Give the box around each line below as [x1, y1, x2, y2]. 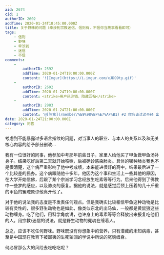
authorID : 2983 [22, 103, 54, 108]
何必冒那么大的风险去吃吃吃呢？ [5, 244, 69, 250]
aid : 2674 [5, 7, 25, 12]
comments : [5, 57, 25, 62]
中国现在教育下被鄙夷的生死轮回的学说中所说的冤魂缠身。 [13, 234, 129, 240]
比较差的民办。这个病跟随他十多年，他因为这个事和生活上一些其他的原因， [9, 170, 159, 176]
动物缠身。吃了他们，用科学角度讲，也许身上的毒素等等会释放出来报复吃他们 [5, 211, 159, 217]
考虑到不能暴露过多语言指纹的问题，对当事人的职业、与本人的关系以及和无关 [5, 135, 159, 141]
